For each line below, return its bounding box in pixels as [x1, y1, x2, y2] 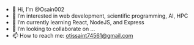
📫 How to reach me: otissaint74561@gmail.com [12, 32, 133, 39]
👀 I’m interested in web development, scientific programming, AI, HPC [12, 12, 188, 19]
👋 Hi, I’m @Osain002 [12, 6, 65, 13]
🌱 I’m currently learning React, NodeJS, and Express [12, 19, 145, 26]
